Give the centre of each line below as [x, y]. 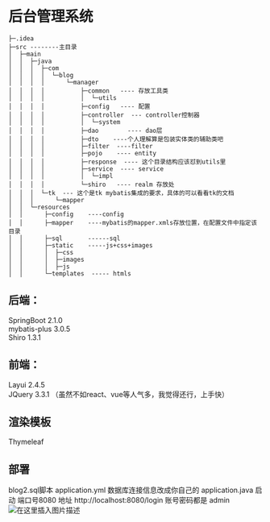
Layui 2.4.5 [27, 384]
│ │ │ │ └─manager [54, 82]
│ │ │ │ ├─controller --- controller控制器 [104, 115]
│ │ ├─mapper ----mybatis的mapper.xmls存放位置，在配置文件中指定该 [133, 222]
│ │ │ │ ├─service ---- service [86, 169]
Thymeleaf [26, 442]
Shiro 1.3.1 [25, 337]
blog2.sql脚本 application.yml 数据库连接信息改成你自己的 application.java [131, 490]
